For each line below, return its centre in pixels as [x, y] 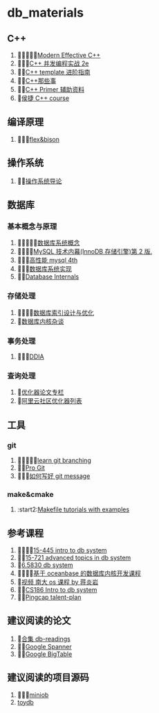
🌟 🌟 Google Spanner [45, 646]
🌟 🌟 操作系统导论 [39, 181]
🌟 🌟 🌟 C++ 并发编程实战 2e [53, 63]
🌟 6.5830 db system [45, 565]
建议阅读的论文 [39, 621]
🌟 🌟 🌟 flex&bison [38, 139]
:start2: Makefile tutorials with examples [73, 509]
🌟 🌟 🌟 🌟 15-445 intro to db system [62, 550]
